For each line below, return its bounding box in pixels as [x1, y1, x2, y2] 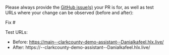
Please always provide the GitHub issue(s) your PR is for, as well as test [5, 5, 154, 10]
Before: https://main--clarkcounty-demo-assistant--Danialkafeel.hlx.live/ [12, 39, 164, 45]
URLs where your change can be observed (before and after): [5, 10, 134, 16]
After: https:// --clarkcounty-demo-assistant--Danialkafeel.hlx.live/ [12, 44, 150, 50]
